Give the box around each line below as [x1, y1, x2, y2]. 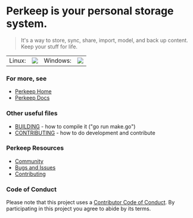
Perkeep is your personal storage [6, 4, 174, 18]
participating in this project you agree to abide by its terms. [6, 205, 151, 213]
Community [14, 157, 43, 165]
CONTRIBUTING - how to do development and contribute [14, 129, 156, 136]
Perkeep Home [14, 88, 52, 95]
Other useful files [6, 109, 58, 118]
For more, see [6, 74, 47, 82]
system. [6, 17, 48, 30]
